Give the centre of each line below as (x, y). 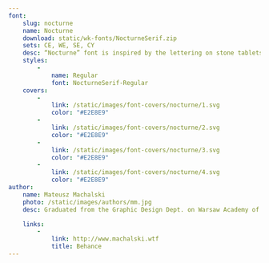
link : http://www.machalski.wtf (105, 239)
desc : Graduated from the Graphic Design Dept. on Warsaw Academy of (141, 209)
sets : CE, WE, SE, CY (58, 46)
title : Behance (76, 247)
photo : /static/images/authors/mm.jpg (87, 202)
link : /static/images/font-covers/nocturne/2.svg (135, 127)
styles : (35, 61)
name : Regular (74, 75)
